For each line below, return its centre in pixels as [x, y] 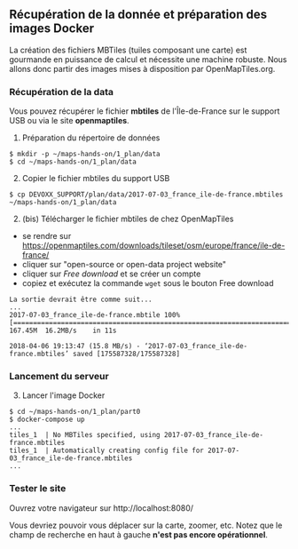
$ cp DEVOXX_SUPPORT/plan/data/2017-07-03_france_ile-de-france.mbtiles [146, 195]
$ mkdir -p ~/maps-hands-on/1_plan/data [85, 155]
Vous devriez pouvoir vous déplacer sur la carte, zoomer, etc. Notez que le [146, 525]
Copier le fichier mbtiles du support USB [96, 179]
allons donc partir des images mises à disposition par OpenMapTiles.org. [142, 68]
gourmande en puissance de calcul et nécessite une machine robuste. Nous [148, 59]
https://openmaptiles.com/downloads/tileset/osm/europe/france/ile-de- [153, 246]
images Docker [52, 29]
